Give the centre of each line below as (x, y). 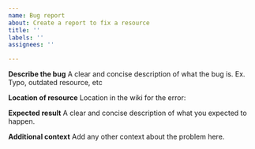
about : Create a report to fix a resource (79, 23)
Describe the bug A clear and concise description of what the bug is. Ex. (127, 74)
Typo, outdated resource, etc (55, 83)
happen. (22, 121)
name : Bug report (37, 15)
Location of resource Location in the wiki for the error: (97, 98)
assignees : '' (32, 45)
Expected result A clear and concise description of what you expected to (127, 113)
